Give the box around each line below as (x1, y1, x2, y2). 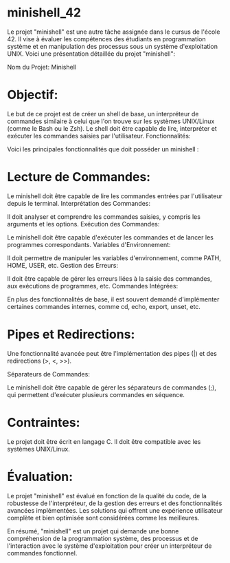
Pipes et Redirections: (7, 327, 135, 342)
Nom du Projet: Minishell (7, 63, 77, 71)
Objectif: (7, 87, 58, 103)
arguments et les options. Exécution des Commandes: (7, 220, 160, 228)
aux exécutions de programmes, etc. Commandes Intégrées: (7, 281, 179, 290)
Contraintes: (7, 414, 80, 430)
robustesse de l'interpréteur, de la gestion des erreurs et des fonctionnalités (7, 499, 222, 507)
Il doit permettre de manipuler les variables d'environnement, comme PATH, (7, 253, 221, 262)
